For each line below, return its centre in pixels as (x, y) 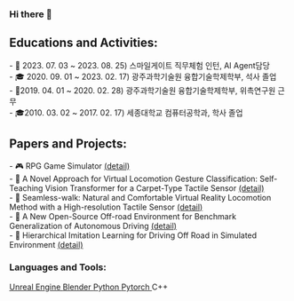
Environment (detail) (46, 244)
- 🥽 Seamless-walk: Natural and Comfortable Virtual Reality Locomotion (140, 197)
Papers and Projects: (68, 144)
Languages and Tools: (58, 267)
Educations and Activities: (83, 43)
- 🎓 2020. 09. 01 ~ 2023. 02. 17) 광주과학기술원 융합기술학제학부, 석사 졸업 (143, 76)
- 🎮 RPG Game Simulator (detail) (70, 166)
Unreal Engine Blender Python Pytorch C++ (89, 287)
